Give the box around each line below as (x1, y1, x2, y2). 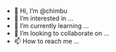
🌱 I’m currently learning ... (13, 22, 89, 30)
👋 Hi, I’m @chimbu (13, 7, 68, 15)
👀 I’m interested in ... (13, 14, 74, 22)
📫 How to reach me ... (13, 37, 79, 45)
